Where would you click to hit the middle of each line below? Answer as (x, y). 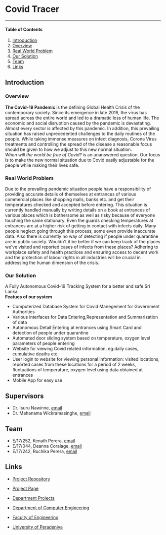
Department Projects (33, 498)
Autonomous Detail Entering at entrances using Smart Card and (77, 328)
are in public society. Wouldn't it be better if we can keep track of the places (83, 242)
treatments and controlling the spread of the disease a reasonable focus (79, 144)
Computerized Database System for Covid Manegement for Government (86, 307)
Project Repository (31, 479)
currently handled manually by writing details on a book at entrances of (78, 210)
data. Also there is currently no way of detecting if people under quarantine (82, 236)
